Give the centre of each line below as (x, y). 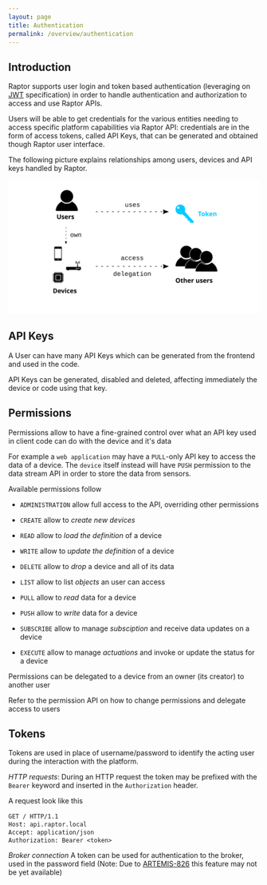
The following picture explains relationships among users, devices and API (130, 160)
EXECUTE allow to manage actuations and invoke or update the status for (137, 652)
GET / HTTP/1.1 (33, 817)
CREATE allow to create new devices (77, 520)
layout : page (30, 17)
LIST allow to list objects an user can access (92, 582)
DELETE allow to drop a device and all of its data (97, 566)
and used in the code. (44, 364)
